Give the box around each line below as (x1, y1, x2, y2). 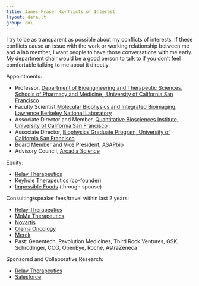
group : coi (6, 20, 33, 26)
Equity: (6, 159, 24, 166)
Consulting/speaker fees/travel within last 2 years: (6, 194, 129, 202)
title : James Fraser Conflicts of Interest (6, 8, 116, 15)
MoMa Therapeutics (14, 212, 65, 220)
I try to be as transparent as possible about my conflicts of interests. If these (6, 36, 193, 43)
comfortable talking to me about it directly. (6, 61, 110, 68)
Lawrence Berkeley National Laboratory (14, 109, 112, 117)
